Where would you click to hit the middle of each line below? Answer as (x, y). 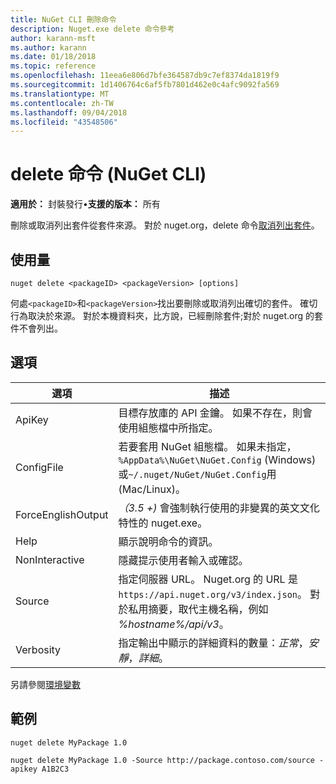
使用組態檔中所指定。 (168, 428)
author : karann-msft (53, 38)
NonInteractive (50, 559)
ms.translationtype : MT (60, 94)
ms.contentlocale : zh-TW (62, 103)
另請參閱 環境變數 (45, 684)
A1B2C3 (55, 769)
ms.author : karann (48, 47)
